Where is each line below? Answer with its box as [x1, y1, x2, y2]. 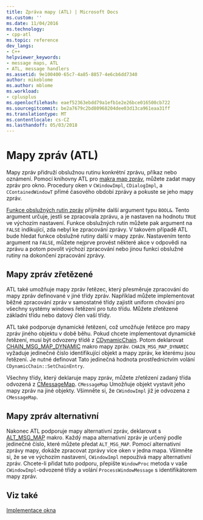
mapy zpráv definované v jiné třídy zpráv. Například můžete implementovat [6, 292, 195, 299]
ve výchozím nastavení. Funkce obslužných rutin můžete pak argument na [6, 219, 193, 227]
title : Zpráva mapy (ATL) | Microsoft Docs [6, 9, 119, 15]
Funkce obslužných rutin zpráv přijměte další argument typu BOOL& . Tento [6, 207, 190, 214]
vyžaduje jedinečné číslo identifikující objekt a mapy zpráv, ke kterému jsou [6, 349, 196, 357]
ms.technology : [6, 26, 45, 32]
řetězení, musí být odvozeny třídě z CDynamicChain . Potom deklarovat [6, 336, 184, 343]
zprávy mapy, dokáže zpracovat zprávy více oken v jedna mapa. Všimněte [6, 446, 193, 454]
